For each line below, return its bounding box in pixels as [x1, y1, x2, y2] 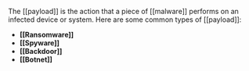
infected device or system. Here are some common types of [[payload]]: [8, 15, 242, 24]
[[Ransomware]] [19, 30, 74, 39]
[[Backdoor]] [19, 47, 63, 55]
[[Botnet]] [19, 55, 53, 64]
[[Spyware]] [19, 38, 60, 48]
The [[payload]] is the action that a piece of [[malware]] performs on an [8, 7, 239, 16]
